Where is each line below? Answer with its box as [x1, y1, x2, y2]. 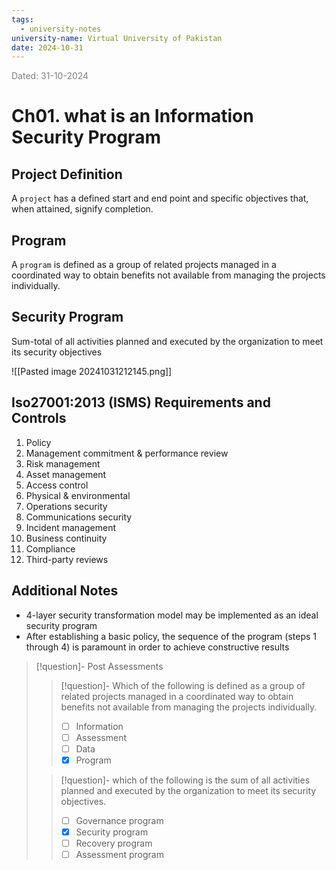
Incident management [25, 521, 117, 533]
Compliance [25, 542, 76, 555]
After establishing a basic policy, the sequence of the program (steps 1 [25, 630, 318, 642]
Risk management [25, 457, 101, 470]
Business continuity [25, 532, 108, 544]
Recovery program [75, 837, 153, 849]
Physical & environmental [25, 489, 131, 501]
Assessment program [75, 848, 164, 860]
